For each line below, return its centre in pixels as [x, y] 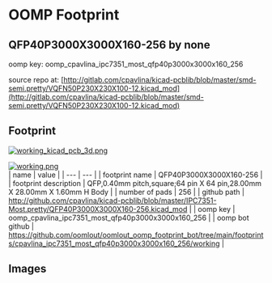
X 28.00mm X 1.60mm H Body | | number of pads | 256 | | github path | [127, 192]
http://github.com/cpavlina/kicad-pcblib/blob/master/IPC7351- [113, 201]
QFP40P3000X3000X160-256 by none [109, 45]
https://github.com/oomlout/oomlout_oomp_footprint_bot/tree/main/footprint [136, 234]
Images [28, 269]
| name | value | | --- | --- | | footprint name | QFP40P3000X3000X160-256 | [136, 175]
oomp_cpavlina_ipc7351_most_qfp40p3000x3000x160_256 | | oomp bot [129, 218]
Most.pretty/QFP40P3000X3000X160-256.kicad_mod [98, 209]
